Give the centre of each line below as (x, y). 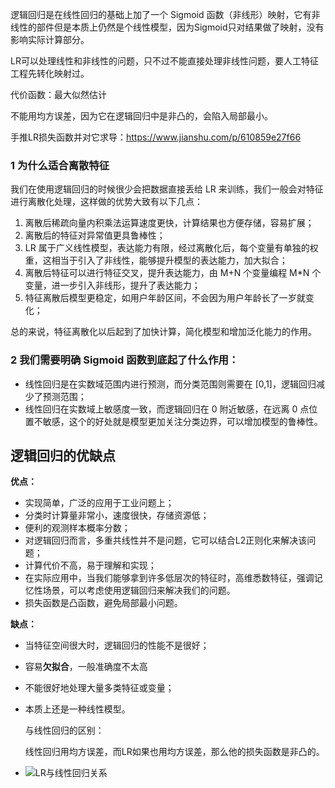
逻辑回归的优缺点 (63, 455)
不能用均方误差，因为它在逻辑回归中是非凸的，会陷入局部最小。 (141, 116)
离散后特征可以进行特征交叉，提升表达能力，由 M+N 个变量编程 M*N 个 (173, 273)
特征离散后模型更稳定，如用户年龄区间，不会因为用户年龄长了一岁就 (165, 298)
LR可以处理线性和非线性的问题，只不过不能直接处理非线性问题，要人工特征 (164, 61)
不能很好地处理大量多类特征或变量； (99, 688)
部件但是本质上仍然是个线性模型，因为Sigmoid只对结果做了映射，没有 (180, 27)
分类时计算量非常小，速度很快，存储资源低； (117, 515)
